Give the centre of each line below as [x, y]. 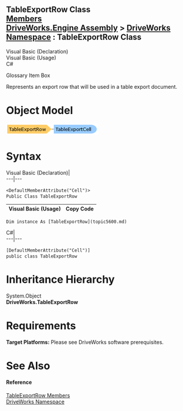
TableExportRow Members [38, 395]
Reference [19, 382]
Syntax [24, 156]
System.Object [24, 296]
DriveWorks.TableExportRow [42, 302]
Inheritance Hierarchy [60, 279]
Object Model [40, 111]
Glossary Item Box [28, 75]
